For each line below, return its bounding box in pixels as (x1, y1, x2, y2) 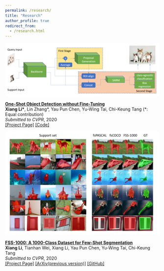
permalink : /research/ (5, 8, 52, 13)
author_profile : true (5, 18, 50, 23)
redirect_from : (5, 24, 36, 28)
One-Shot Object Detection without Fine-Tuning (5, 101, 105, 107)
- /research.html (9, 28, 45, 34)
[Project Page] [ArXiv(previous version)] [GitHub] (5, 261, 105, 267)
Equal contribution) (5, 111, 44, 117)
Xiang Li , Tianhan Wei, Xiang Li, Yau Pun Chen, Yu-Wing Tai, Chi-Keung (5, 245, 151, 251)
